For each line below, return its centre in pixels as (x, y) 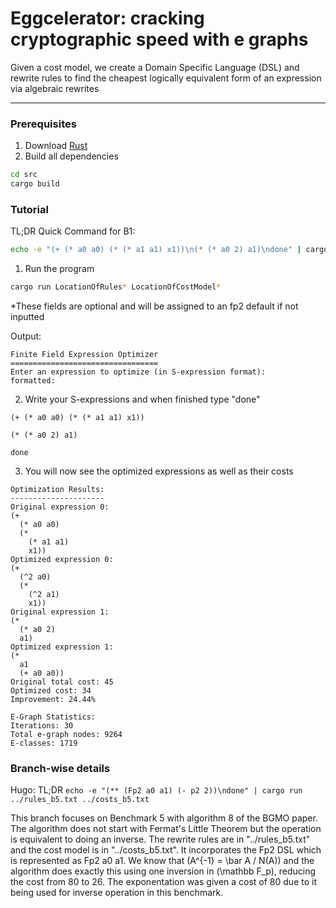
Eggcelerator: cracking (107, 18)
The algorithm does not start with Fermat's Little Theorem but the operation (166, 829)
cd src (24, 175)
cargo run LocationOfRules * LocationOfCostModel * (116, 287)
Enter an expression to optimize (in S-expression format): (138, 372)
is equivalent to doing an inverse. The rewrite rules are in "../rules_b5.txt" (160, 839)
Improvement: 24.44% (53, 700)
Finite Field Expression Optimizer (84, 355)
